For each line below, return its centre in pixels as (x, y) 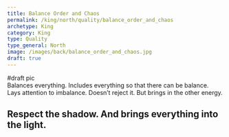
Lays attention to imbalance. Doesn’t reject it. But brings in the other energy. (115, 92)
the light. (27, 125)
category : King (29, 33)
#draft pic (21, 78)
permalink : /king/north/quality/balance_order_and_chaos (90, 20)
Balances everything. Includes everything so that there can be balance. (108, 85)
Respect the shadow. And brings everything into (113, 114)
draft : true (24, 59)
